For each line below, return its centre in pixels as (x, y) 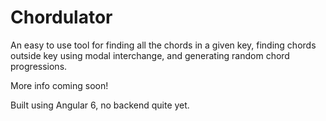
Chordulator (61, 17)
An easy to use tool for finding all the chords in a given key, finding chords (163, 45)
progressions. (39, 66)
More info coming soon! (59, 85)
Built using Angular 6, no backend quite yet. (100, 105)
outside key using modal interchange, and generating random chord (150, 55)
